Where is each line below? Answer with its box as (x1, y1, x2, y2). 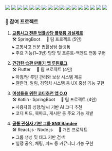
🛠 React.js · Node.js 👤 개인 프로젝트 (12, 127, 88, 132)
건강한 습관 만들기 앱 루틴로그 (12, 60, 68, 66)
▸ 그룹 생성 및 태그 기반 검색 (12, 134, 65, 140)
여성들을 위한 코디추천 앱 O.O (12, 91, 67, 96)
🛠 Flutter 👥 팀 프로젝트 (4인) (12, 66, 73, 73)
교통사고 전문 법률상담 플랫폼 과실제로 (12, 30, 84, 36)
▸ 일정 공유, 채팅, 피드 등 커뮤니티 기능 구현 (12, 140, 93, 146)
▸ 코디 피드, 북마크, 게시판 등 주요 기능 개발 (12, 110, 93, 116)
